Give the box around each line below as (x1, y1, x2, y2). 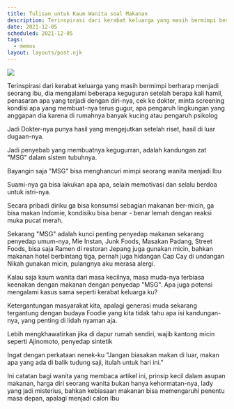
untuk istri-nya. (7, 187, 51, 196)
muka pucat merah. (7, 216, 63, 224)
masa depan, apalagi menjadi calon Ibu (7, 394, 120, 402)
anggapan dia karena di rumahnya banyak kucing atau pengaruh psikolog (7, 111, 218, 120)
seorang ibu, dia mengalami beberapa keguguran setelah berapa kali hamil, (7, 89, 224, 97)
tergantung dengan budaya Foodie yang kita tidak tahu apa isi (7, 308, 185, 317)
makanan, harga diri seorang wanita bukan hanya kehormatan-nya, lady (7, 379, 214, 387)
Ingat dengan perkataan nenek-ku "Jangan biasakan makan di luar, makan (7, 350, 219, 359)
